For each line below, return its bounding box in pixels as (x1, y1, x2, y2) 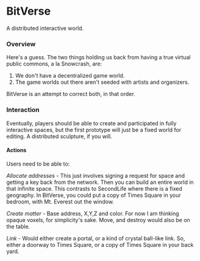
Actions (6, 147, 27, 154)
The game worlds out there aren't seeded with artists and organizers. (15, 78, 190, 86)
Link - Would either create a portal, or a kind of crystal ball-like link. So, (6, 234, 185, 242)
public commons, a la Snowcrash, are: (6, 60, 102, 68)
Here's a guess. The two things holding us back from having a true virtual (6, 54, 191, 61)
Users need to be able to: (6, 160, 70, 167)
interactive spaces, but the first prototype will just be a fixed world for (6, 126, 182, 133)
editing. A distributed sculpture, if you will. (6, 133, 113, 140)
